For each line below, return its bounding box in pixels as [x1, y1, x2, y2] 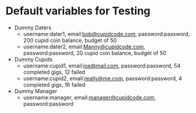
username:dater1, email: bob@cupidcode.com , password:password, [23, 30, 190, 37]
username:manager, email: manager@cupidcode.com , [23, 94, 156, 101]
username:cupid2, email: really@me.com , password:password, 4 [23, 75, 182, 82]
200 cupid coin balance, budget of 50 [23, 36, 117, 44]
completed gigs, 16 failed [23, 81, 86, 88]
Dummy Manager [14, 87, 58, 94]
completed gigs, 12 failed [23, 68, 85, 75]
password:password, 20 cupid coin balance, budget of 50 [23, 49, 167, 56]
